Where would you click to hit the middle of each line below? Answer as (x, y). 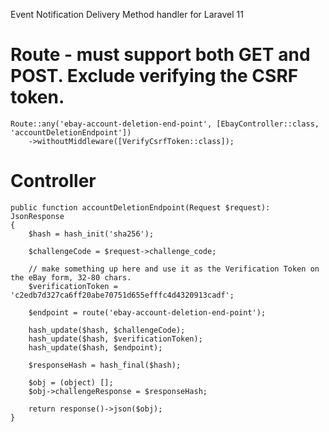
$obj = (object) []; (71, 382)
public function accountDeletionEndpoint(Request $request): (140, 207)
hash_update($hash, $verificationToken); (115, 339)
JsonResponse (37, 216)
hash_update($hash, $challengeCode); (107, 330)
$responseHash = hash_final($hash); (105, 365)
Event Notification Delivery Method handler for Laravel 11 (127, 14)
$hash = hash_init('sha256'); (91, 234)
